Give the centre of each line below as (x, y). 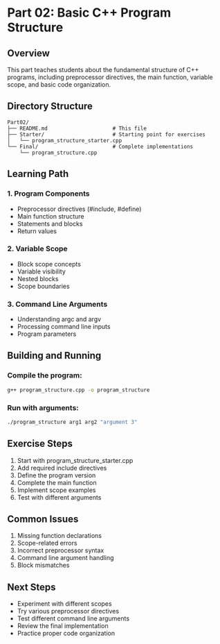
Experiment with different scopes (64, 604)
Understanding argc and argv (59, 319)
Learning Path (38, 174)
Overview (29, 53)
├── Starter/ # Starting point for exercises (107, 134)
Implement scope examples (56, 490)
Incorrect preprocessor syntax (61, 550)
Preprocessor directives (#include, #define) (79, 209)
